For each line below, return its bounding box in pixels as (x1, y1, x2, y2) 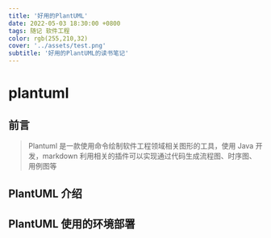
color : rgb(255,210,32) (8, 34, 89, 43)
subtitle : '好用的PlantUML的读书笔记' (8, 49, 129, 57)
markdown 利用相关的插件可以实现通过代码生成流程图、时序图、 (42, 151, 256, 161)
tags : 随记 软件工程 (8, 27, 70, 35)
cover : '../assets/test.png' (8, 42, 106, 50)
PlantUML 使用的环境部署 (8, 217, 135, 231)
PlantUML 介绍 (8, 187, 83, 201)
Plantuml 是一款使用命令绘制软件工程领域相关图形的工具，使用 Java (27, 141, 254, 150)
